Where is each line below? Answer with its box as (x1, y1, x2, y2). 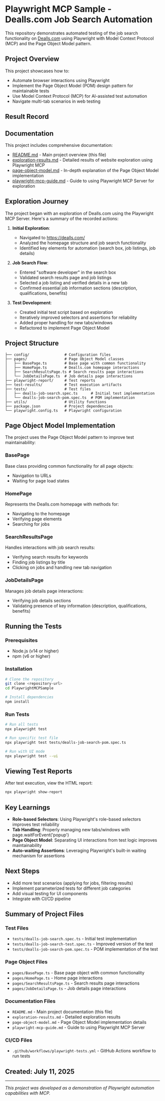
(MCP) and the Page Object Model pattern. (5, 40, 92, 46)
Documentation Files (5, 997, 55, 1004)
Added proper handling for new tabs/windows (19, 319, 113, 325)
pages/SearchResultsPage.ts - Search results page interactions (12, 980, 140, 986)
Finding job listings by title (12, 559, 65, 565)
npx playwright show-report (5, 790, 63, 794)
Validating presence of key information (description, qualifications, (12, 603, 147, 609)
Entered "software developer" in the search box (19, 269, 116, 275)
